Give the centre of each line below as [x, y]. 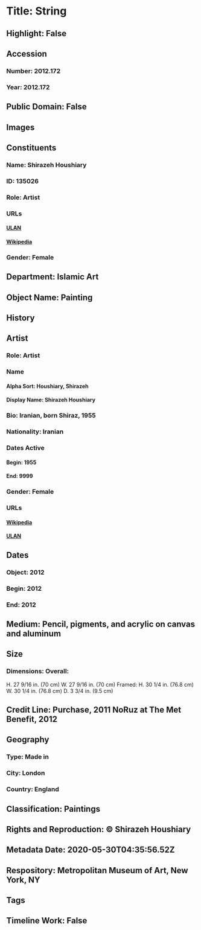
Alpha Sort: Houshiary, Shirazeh [47, 386]
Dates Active [26, 448]
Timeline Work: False [47, 921]
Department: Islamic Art [53, 277]
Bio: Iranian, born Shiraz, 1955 [51, 416]
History [21, 318]
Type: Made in [28, 757]
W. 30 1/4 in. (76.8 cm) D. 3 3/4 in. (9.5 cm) [60, 691]
